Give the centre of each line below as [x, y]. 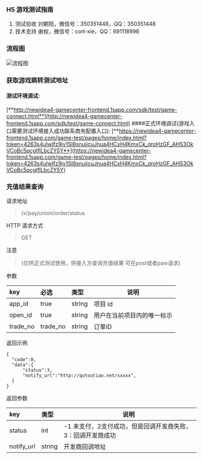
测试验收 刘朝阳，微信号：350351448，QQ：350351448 [85, 24]
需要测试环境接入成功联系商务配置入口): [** [65, 131]
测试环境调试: [23, 96]
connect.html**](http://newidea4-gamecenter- [64, 116]
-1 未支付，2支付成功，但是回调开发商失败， [127, 426]
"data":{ [23, 365]
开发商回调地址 [85, 447]
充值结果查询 [25, 187]
